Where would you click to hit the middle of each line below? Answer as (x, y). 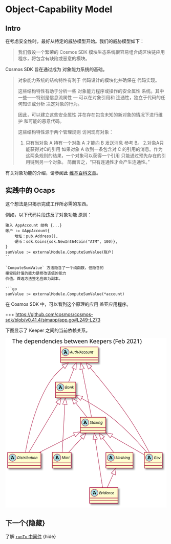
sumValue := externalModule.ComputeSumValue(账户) (60, 252)
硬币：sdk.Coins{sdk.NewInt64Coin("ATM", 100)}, (66, 241)
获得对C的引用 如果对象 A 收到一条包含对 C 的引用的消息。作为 (96, 149)
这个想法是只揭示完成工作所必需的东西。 (48, 203)
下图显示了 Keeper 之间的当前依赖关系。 (48, 330)
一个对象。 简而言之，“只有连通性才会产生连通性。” (97, 162)
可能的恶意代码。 (46, 121)
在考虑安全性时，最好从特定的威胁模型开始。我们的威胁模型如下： (75, 41)
